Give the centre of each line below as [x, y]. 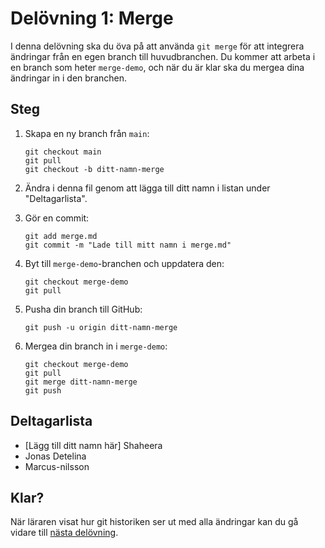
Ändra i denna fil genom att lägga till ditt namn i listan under [147, 188]
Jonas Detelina [55, 456]
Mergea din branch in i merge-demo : [96, 346]
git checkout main [63, 152]
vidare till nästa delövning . [64, 533]
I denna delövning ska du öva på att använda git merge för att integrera [157, 46]
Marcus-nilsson [57, 466]
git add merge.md [61, 236]
